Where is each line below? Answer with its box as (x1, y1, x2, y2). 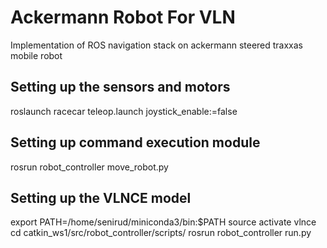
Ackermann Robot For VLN (10, 6, 236, 29)
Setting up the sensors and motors (10, 79, 231, 96)
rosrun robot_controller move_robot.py (10, 161, 169, 173)
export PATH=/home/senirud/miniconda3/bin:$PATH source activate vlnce (10, 216, 317, 228)
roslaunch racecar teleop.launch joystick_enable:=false (10, 105, 238, 117)
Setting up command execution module (10, 134, 261, 151)
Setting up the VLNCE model (10, 189, 192, 206)
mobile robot (10, 49, 63, 61)
